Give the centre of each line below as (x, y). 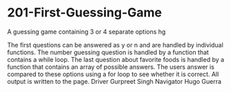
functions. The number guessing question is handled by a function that (108, 52)
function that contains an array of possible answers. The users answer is (111, 67)
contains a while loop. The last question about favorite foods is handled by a (116, 59)
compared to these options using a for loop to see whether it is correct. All (113, 74)
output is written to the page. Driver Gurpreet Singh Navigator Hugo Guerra (114, 81)
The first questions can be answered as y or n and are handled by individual (115, 45)
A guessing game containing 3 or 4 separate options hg (86, 32)
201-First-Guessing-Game (85, 13)
